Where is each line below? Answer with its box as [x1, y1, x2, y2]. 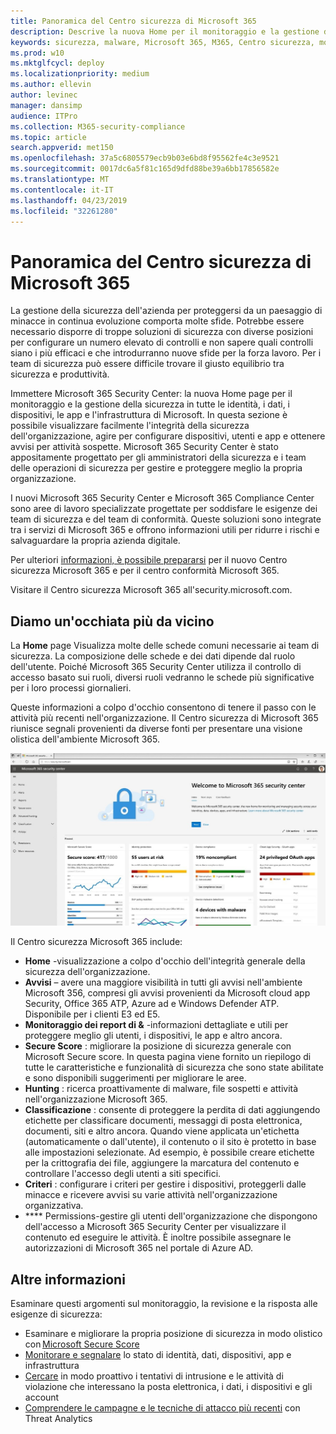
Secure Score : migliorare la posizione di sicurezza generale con [24, 1040, 292, 1052]
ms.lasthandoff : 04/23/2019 [10, 195, 128, 205]
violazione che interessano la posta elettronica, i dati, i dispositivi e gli [24, 1381, 313, 1393]
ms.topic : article [10, 132, 87, 142]
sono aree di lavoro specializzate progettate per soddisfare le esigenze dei [10, 503, 318, 515]
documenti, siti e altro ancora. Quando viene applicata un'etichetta [24, 1125, 300, 1137]
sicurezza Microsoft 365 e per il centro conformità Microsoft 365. [10, 565, 280, 577]
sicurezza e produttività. [10, 368, 110, 380]
